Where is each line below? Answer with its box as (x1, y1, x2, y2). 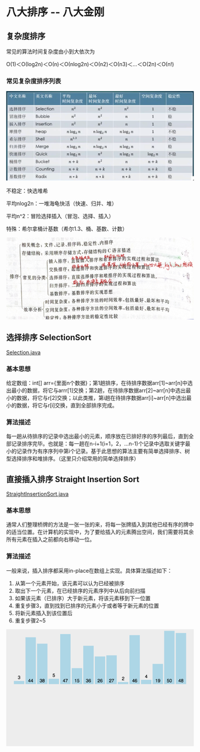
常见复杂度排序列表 (6, 77, 61, 85)
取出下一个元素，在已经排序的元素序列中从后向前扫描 (14, 587, 146, 594)
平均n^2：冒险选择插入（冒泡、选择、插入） (6, 213, 114, 220)
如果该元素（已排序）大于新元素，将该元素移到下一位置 (14, 594, 151, 602)
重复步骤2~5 (14, 617, 46, 624)
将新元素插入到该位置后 (14, 609, 73, 617)
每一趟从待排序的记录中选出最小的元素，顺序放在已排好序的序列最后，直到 (6, 433, 189, 440)
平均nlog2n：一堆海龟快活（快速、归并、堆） (6, 200, 117, 207)
